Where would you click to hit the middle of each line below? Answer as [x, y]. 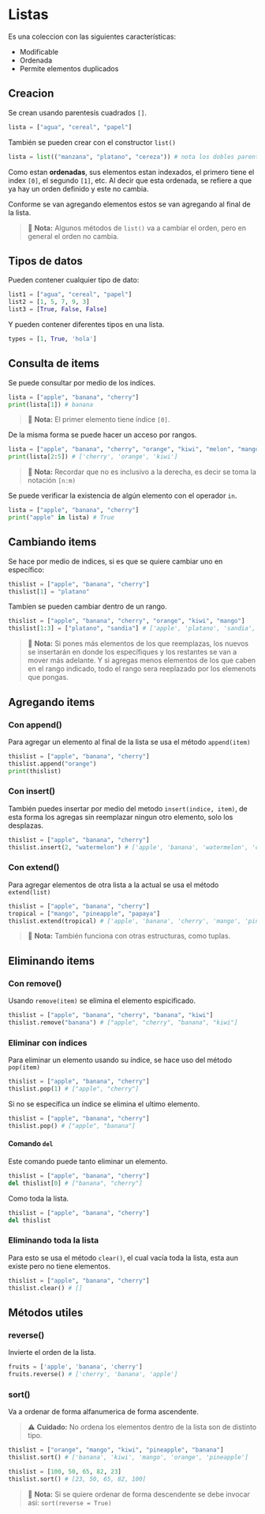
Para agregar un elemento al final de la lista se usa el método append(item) [129, 742]
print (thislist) [35, 771]
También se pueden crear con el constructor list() [92, 142]
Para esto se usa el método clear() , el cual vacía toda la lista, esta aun [123, 1258]
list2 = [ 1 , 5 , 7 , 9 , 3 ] [49, 302]
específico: [26, 569]
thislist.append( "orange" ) [52, 764]
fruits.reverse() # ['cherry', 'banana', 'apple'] [93, 1375]
